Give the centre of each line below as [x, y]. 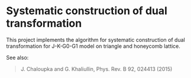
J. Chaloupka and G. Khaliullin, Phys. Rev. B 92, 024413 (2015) [96, 69]
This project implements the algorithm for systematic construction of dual [96, 40]
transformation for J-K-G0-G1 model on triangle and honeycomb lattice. [93, 46]
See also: [17, 57]
